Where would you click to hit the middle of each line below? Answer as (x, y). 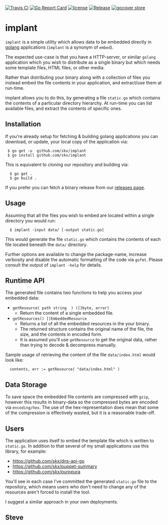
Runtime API (25, 280)
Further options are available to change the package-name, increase (76, 254)
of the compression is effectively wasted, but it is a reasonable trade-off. (80, 413)
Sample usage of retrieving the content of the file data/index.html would (80, 355)
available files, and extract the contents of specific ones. (64, 108)
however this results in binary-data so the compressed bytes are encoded (81, 402)
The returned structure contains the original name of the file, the (86, 329)
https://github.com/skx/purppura (46, 472)
